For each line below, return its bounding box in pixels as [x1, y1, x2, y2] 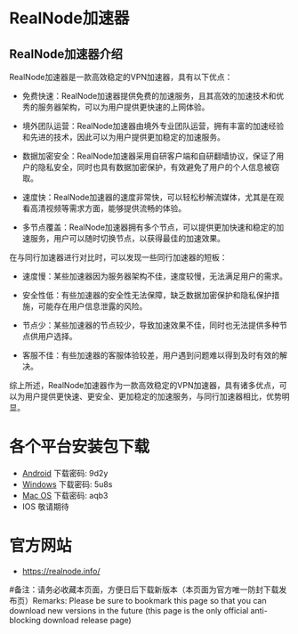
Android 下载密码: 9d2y [21, 467, 109, 478]
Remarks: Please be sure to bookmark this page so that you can [32, 595, 267, 606]
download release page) [43, 614, 132, 625]
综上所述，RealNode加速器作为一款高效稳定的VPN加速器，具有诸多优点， [9, 380, 280, 390]
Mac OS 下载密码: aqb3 [21, 490, 109, 500]
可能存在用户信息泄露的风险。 [37, 301, 148, 312]
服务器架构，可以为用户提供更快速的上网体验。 [37, 102, 210, 112]
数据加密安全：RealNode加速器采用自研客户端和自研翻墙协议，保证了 [21, 150, 277, 161]
